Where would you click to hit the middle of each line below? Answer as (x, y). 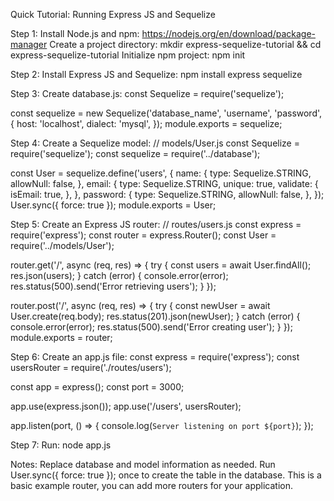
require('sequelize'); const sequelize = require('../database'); (135, 153)
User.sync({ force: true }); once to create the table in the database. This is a (166, 475)
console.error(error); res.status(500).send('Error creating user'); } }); (151, 327)
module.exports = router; (61, 337)
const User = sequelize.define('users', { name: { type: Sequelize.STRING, (161, 173)
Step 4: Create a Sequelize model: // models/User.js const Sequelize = (155, 143)
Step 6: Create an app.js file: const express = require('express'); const (155, 357)
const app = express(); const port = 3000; (97, 387)
